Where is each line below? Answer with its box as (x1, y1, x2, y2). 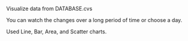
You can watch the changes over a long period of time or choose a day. (6, 17, 183, 23)
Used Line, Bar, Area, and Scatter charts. (6, 28, 107, 35)
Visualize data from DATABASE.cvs (6, 5, 93, 12)
